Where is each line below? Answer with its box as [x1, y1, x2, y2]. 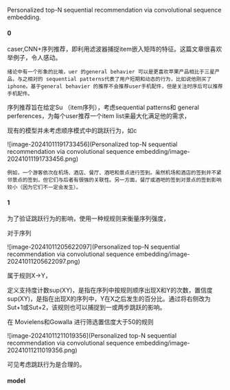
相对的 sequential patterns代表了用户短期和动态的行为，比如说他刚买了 [27, 76, 212, 83]
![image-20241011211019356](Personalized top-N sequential [7, 332, 177, 340]
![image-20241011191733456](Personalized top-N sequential [7, 140, 178, 148]
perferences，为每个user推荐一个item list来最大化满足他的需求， [7, 112, 191, 120]
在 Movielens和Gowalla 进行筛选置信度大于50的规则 [7, 318, 154, 326]
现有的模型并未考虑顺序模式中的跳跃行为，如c [7, 126, 137, 135]
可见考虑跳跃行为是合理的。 [7, 360, 86, 369]
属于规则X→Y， [7, 271, 51, 280]
